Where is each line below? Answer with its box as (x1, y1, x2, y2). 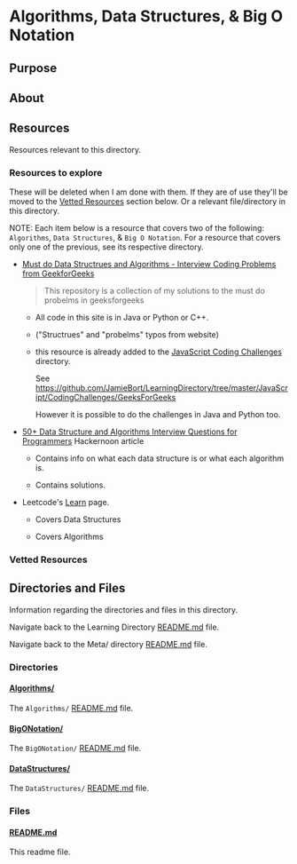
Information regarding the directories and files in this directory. (9, 604, 238, 614)
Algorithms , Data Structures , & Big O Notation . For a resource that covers (9, 233, 281, 243)
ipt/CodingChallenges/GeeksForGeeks (35, 392, 176, 403)
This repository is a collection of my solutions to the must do (43, 286, 266, 297)
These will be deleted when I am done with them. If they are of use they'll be (9, 186, 288, 197)
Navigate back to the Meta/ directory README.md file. (9, 638, 208, 649)
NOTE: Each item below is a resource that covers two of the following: (9, 223, 264, 234)
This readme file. (9, 846, 71, 858)
